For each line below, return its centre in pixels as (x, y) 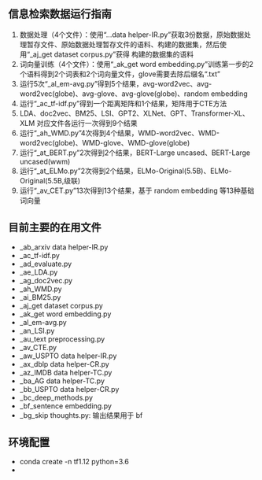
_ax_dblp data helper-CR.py (65, 364)
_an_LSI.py (37, 330)
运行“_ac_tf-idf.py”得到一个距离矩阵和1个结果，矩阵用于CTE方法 (123, 103)
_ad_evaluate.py (46, 264)
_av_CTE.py (38, 347)
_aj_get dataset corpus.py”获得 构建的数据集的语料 (112, 54)
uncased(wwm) (45, 161)
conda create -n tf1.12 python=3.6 (74, 462)
